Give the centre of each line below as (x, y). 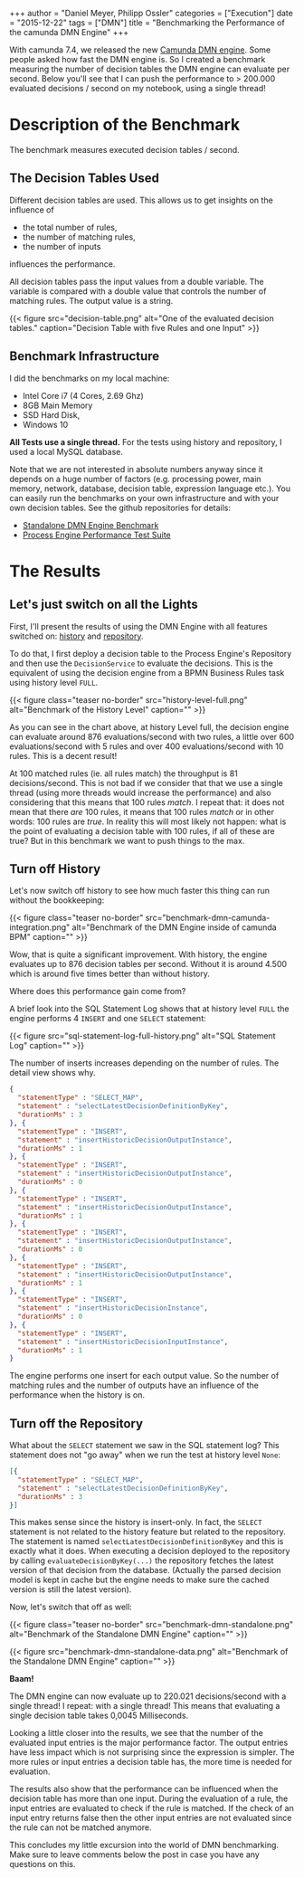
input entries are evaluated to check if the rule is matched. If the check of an (152, 1808)
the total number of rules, (70, 227)
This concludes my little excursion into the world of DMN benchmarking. (144, 1845)
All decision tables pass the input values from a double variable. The (137, 281)
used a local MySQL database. (66, 451)
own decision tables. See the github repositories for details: (120, 507)
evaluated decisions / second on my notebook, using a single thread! (138, 88)
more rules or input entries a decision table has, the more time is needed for (151, 1762)
